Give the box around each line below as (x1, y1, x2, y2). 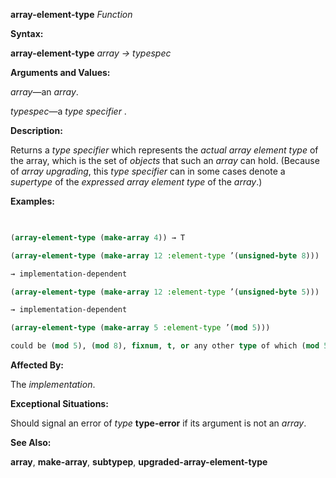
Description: (10, 125, 63, 136)
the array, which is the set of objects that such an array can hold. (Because (10, 155, 320, 166)
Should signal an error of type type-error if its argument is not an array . (10, 417, 307, 429)
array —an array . (10, 86, 79, 98)
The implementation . (10, 379, 96, 390)
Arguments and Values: (10, 67, 111, 78)
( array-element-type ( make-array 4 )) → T (10, 232, 186, 243)
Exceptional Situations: (10, 398, 109, 409)
